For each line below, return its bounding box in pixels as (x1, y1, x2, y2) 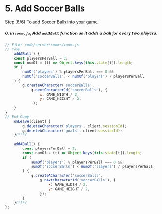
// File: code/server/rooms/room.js (5, 42, 79, 47)
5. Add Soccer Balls (5, 3, 85, 14)
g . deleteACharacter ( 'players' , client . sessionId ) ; (22, 123, 127, 129)
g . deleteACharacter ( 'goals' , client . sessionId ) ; (22, 128, 123, 133)
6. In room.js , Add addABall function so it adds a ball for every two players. (5, 30, 158, 36)
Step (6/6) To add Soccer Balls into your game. (5, 19, 99, 25)
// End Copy (5, 115, 29, 119)
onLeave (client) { (14, 119, 51, 124)
